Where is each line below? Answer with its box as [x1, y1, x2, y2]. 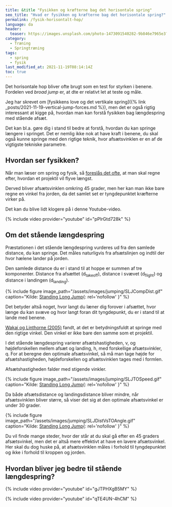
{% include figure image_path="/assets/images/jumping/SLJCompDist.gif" [5, 288, 163, 294]
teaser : [10, 31, 27, 36]
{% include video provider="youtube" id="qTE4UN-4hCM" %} [5, 496, 137, 502]
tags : [5, 50, 17, 55]
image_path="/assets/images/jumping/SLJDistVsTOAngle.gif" [5, 418, 136, 424]
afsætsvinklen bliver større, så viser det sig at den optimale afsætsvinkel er [5, 397, 164, 403]
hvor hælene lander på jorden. [5, 255, 69, 261]
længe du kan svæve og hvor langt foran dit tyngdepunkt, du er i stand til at [5, 309, 165, 315]
